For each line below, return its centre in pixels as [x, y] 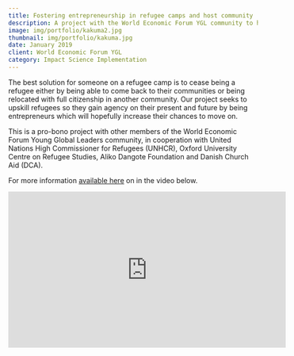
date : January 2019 [40, 45]
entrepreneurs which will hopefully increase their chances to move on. [123, 116]
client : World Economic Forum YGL [65, 52]
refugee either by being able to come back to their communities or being [127, 90]
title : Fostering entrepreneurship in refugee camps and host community [131, 15]
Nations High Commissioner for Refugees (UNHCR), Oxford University [123, 148]
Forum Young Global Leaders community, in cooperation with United [120, 140]
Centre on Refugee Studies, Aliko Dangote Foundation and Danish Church [129, 156]
